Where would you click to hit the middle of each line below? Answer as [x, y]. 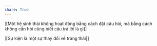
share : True [17, 10]
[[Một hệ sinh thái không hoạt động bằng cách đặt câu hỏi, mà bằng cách [78, 23]
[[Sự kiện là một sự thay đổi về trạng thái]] [47, 38]
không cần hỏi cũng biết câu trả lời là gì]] [46, 29]
